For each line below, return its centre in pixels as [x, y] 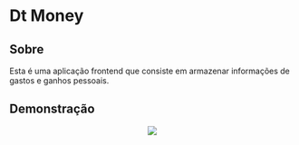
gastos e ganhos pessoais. [59, 81]
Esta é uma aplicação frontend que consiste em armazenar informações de [149, 71]
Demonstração [52, 109]
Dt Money [47, 16]
